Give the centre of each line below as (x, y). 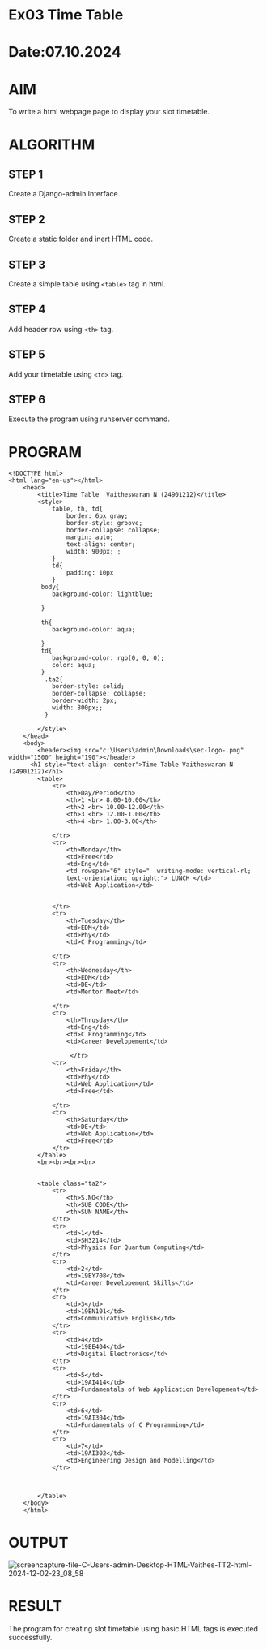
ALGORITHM (52, 144)
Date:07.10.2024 (65, 52)
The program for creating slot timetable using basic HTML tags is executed (133, 1629)
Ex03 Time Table (66, 15)
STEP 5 (27, 355)
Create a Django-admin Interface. (64, 194)
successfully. (30, 1638)
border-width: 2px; (84, 701)
